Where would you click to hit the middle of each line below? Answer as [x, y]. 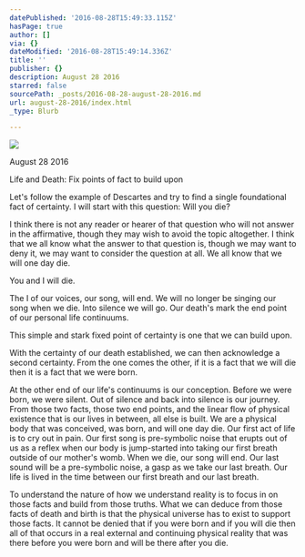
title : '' [28, 60]
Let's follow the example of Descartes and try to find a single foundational [148, 197]
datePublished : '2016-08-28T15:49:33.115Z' [93, 18]
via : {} [24, 43]
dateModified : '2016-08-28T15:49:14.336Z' [91, 52]
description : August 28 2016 [65, 77]
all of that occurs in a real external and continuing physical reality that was [149, 533]
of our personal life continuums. [69, 318]
